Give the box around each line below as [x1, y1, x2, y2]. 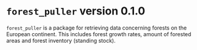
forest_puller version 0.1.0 [6, 4, 145, 18]
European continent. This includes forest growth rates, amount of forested [6, 30, 192, 37]
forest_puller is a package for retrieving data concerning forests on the [6, 24, 187, 31]
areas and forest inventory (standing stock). [6, 37, 116, 44]
